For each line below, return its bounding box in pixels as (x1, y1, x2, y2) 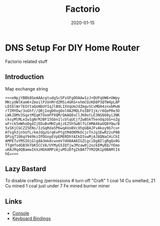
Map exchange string (5, 86, 48, 92)
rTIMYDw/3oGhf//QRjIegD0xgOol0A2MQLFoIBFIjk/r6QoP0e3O (5, 108, 120, 113)
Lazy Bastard (5, 164, 46, 173)
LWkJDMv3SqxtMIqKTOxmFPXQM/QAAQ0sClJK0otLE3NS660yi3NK (5, 112, 120, 118)
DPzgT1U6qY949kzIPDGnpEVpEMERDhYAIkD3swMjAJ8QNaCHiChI (5, 134, 120, 139)
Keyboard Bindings (12, 216, 51, 222)
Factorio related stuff (5, 58, 48, 65)
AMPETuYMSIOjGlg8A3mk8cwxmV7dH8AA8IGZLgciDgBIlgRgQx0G (5, 138, 120, 143)
